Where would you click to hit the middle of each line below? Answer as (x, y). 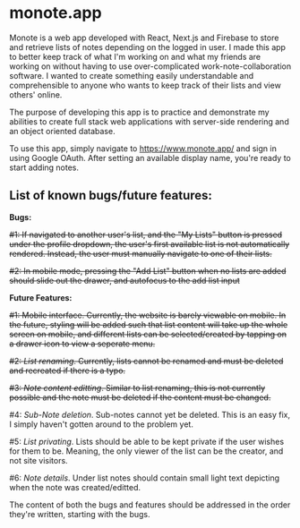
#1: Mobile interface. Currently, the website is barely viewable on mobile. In (148, 315)
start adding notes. (44, 167)
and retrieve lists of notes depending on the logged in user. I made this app (148, 47)
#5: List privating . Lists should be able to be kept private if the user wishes (147, 441)
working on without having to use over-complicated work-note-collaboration (150, 66)
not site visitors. (39, 460)
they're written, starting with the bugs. (80, 514)
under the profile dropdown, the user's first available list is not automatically (150, 243)
